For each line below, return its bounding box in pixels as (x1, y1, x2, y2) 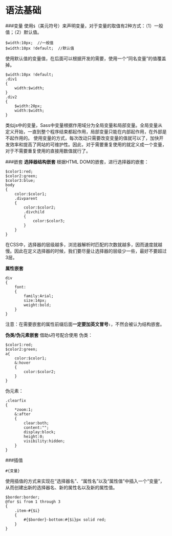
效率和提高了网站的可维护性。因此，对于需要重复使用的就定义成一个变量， (9, 141, 167, 147)
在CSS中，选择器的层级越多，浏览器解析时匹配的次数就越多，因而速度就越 (5, 241, 163, 247)
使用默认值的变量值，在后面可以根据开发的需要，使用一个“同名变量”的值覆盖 (5, 55, 166, 62)
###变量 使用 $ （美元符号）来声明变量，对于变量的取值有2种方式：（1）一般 (5, 23, 163, 29)
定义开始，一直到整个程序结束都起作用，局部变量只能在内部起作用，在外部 (5, 128, 162, 135)
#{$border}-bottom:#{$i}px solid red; (24, 517, 106, 522)
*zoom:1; (14, 407, 33, 412)
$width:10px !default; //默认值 (5, 46, 74, 51)
